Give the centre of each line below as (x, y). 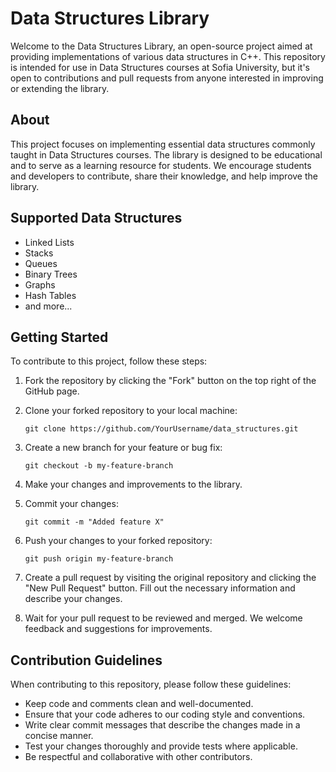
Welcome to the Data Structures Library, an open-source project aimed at (161, 46)
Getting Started (59, 337)
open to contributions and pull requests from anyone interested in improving (167, 78)
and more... (48, 306)
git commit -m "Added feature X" (94, 522)
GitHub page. (52, 391)
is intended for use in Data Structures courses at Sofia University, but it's (160, 67)
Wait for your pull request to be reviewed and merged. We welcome (163, 618)
